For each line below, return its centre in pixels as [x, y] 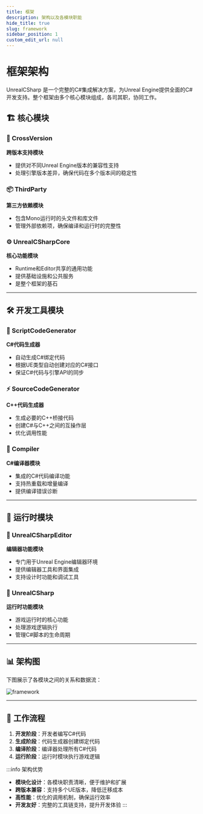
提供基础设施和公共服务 [44, 276]
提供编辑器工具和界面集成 [47, 570]
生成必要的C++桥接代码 [44, 418]
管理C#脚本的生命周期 [43, 635]
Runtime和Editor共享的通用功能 [54, 269]
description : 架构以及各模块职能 [44, 18]
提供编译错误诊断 [36, 491]
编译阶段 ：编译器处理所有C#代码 [56, 749]
